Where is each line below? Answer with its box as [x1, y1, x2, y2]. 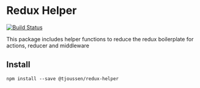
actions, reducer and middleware [6, 42, 90, 49]
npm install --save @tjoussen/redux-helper [6, 75, 119, 82]
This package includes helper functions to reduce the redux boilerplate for [6, 35, 194, 42]
